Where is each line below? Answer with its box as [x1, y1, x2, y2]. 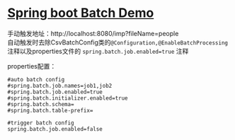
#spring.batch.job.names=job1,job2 [7, 82, 113, 89]
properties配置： [7, 62, 57, 70]
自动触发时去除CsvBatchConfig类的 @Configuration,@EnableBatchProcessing [7, 37, 229, 47]
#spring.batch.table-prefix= [7, 107, 93, 114]
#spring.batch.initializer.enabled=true [7, 94, 129, 102]
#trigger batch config [7, 119, 74, 127]
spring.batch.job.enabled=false [7, 125, 103, 132]
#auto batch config [7, 76, 65, 83]
